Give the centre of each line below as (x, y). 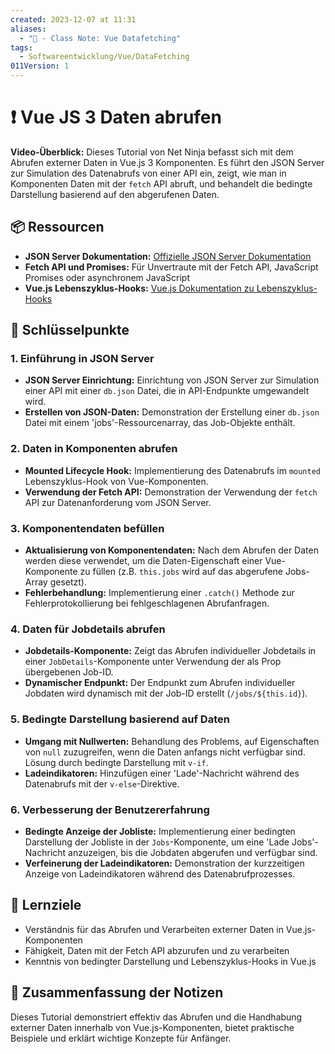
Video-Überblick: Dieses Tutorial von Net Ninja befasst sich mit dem (152, 152)
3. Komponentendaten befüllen (87, 528)
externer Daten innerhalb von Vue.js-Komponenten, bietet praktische (152, 1027)
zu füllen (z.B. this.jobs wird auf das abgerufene (181, 572)
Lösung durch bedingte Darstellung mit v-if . (116, 762)
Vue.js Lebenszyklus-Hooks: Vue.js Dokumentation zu (139, 288)
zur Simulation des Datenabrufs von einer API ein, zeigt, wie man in (148, 173)
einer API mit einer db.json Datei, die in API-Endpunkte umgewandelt (167, 391)
